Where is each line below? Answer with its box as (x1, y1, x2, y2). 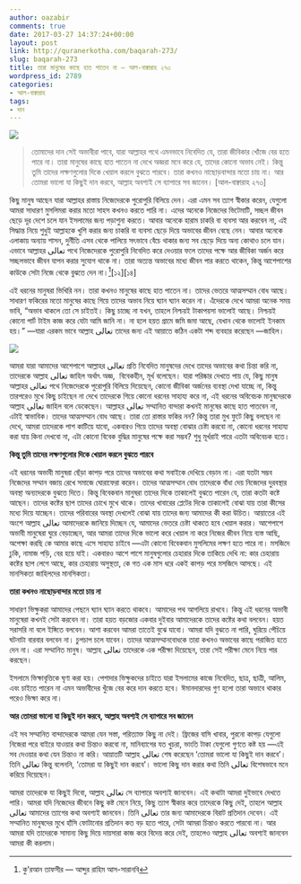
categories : (9, 80, 54, 89)
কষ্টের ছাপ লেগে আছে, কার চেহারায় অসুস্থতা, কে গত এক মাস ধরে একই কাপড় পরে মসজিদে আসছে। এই (9, 558, 273, 569)
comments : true (9, 22, 66, 31)
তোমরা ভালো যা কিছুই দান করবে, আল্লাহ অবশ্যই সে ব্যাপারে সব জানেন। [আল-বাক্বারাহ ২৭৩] (30, 177, 267, 188)
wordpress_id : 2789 (9, 72, 82, 81)
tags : (9, 96, 30, 106)
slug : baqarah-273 (9, 55, 78, 64)
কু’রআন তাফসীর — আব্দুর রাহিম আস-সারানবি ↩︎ (21, 863, 149, 874)
